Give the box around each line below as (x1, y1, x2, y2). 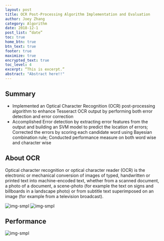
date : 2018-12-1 (5, 26, 38, 31)
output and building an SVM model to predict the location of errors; (12, 124, 148, 130)
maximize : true (5, 53, 36, 58)
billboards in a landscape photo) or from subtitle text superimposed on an (5, 188, 154, 194)
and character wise (12, 139, 52, 146)
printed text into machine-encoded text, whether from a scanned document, (5, 177, 160, 183)
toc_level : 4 (5, 62, 32, 67)
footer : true (5, 48, 32, 53)
